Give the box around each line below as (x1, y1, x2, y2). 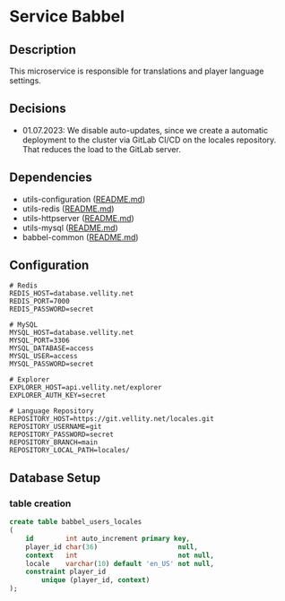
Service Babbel (9, 6, 125, 27)
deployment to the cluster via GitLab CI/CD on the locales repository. (22, 134, 277, 145)
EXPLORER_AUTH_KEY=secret (9, 391, 106, 400)
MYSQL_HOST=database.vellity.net (9, 329, 134, 338)
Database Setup (9, 470, 101, 485)
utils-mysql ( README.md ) (22, 222, 118, 233)
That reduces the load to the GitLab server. (22, 143, 181, 154)
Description (9, 42, 76, 57)
